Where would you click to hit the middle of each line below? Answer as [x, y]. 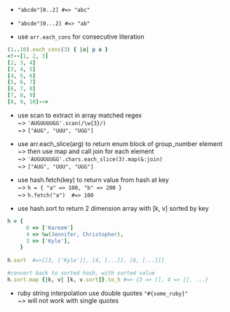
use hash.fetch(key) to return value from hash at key [93, 180]
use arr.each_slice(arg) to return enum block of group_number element [120, 143]
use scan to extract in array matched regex [80, 115]
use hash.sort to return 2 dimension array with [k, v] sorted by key [113, 208]
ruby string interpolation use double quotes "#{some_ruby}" [103, 293]
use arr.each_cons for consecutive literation [81, 37]
